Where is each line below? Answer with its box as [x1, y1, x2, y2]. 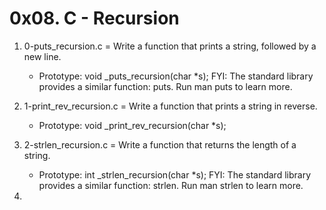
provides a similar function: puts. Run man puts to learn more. [38, 80, 293, 92]
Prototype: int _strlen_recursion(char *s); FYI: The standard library [38, 168, 312, 181]
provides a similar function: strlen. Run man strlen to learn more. [38, 179, 304, 191]
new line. [23, 50, 62, 62]
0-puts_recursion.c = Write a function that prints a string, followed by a [23, 40, 317, 52]
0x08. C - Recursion [9, 7, 180, 30]
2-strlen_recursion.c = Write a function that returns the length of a [23, 138, 297, 151]
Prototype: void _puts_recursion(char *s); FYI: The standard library [38, 70, 314, 82]
